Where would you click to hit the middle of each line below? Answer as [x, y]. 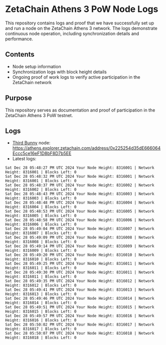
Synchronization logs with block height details [59, 72]
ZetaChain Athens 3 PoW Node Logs [82, 9]
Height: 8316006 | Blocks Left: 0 [41, 225]
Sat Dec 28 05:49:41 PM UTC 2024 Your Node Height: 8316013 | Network [80, 290]
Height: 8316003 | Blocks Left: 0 [41, 198]
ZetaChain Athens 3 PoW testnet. [39, 115]
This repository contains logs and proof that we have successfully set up [80, 23]
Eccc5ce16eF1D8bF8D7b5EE [42, 153]
